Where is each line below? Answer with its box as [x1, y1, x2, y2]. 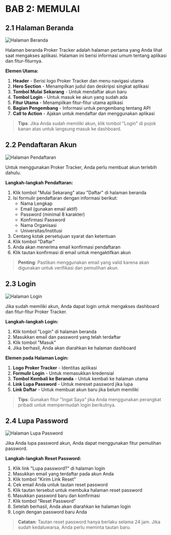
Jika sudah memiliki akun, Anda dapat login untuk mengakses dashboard [5, 303, 160, 309]
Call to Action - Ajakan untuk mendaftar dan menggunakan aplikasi [12, 111, 155, 116]
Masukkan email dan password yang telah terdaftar [12, 334, 121, 340]
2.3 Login [5, 280, 36, 289]
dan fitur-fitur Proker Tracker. [5, 308, 68, 315]
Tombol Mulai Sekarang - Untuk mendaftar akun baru [12, 89, 127, 95]
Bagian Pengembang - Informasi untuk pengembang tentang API [12, 105, 151, 111]
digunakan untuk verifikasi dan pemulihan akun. [17, 264, 119, 271]
